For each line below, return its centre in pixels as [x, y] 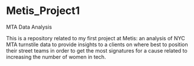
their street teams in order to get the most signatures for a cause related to [97, 50]
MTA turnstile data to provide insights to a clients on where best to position [97, 44]
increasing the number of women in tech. [56, 57]
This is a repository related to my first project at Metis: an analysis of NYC [96, 38]
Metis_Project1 [43, 11]
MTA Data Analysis [29, 27]
